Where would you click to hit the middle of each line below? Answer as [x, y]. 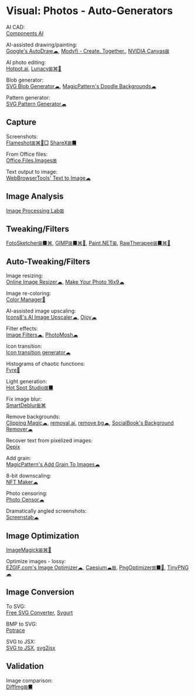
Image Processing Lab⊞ [35, 210]
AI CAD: [16, 27]
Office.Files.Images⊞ [32, 160]
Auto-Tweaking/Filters [48, 262]
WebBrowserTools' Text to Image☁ [48, 178]
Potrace [16, 630]
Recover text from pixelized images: [49, 441]
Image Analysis [35, 196]
